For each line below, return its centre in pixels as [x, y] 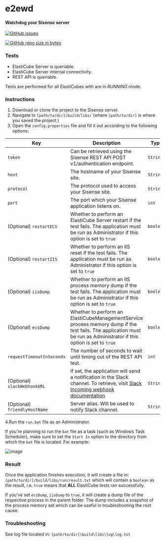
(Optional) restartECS [32, 226]
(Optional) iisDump [29, 291]
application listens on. [96, 206]
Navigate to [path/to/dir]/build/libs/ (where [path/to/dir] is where [84, 115]
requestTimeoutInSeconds [37, 357]
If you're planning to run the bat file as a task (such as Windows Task [75, 431]
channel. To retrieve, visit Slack [106, 383]
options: [20, 130]
